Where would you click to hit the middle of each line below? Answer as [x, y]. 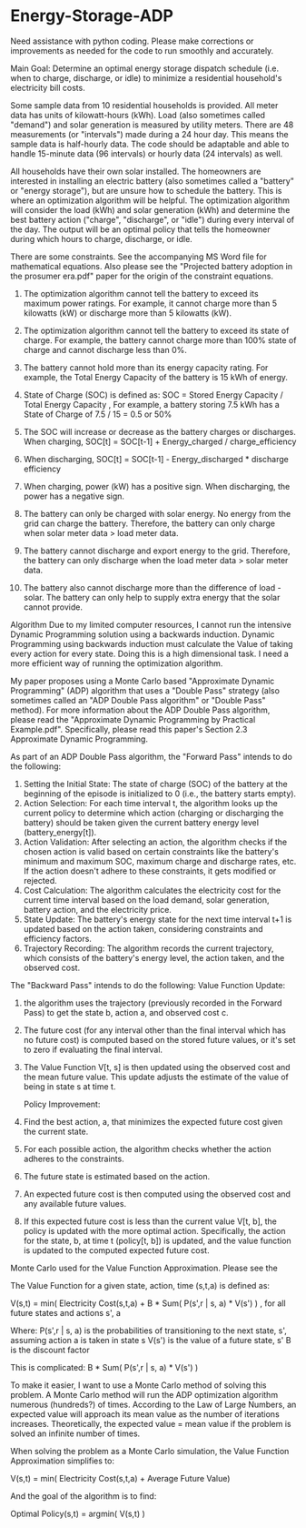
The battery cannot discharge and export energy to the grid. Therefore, [157, 551]
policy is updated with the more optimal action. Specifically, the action [154, 1230]
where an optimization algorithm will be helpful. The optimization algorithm [150, 200]
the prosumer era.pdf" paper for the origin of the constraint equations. [142, 276]
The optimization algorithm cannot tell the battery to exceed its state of [156, 330]
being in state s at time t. [69, 1086]
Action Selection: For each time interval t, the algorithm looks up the [150, 803]
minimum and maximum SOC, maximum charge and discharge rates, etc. [160, 861]
